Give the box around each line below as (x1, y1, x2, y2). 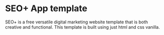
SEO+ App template (5, 3, 87, 14)
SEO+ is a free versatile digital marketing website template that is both (5, 19, 148, 25)
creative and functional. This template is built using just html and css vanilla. (5, 24, 160, 30)
